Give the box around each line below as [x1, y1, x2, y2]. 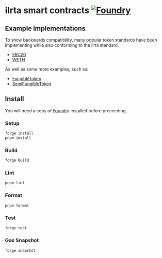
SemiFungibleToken [12, 81, 52, 86]
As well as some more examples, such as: [5, 66, 89, 72]
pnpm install [5, 135, 32, 140]
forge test [5, 225, 27, 230]
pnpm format [5, 203, 29, 208]
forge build [5, 158, 29, 163]
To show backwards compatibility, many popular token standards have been [5, 37, 158, 43]
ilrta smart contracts [5, 5, 90, 16]
